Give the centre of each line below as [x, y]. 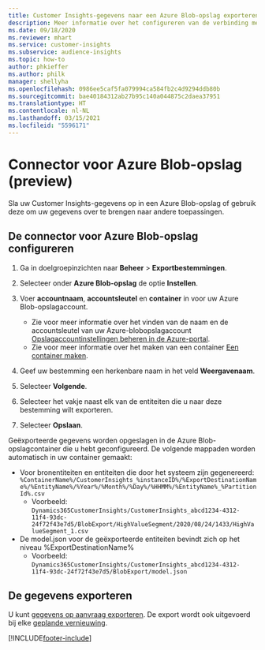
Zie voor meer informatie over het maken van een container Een [135, 347]
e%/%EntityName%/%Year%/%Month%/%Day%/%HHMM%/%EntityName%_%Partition [138, 487]
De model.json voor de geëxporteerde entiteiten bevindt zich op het [130, 539]
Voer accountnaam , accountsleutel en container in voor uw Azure [129, 298]
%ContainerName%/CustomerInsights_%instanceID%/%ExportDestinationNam [138, 480]
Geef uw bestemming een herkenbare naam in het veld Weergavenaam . [137, 371]
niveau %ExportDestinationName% [77, 547]
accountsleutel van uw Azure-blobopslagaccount [111, 330]
